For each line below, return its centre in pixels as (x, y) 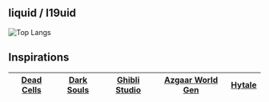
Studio (128, 89)
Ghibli (128, 80)
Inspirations (39, 58)
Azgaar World (191, 80)
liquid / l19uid (42, 13)
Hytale (244, 84)
